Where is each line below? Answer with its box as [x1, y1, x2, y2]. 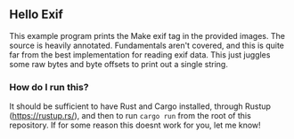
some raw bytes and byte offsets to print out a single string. [9, 58, 229, 69]
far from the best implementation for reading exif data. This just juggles [9, 49, 271, 60]
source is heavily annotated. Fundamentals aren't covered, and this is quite [9, 40, 285, 50]
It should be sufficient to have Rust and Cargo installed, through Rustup [9, 101, 272, 112]
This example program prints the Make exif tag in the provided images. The [9, 30, 285, 41]
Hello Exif [9, 7, 64, 22]
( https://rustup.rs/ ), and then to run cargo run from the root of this [9, 111, 251, 121]
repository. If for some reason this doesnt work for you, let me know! [9, 120, 261, 131]
